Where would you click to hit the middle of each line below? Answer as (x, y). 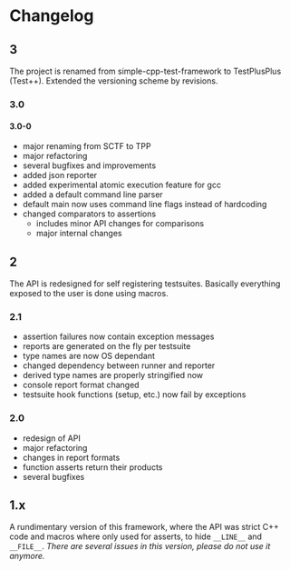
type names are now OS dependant (89, 356)
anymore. (27, 556)
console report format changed (81, 385)
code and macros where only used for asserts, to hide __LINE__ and (136, 536)
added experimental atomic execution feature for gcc (122, 185)
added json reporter (60, 175)
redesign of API (52, 438)
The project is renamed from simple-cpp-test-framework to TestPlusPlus (145, 71)
